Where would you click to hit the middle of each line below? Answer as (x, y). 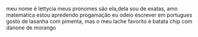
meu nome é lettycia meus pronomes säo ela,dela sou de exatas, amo (92, 9)
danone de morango (31, 27)
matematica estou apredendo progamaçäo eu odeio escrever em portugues (99, 15)
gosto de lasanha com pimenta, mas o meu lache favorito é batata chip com (99, 21)
